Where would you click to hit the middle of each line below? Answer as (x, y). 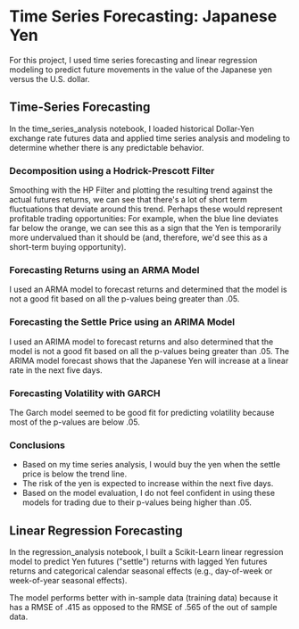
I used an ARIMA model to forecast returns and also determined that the (141, 342)
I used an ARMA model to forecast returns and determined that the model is (148, 290)
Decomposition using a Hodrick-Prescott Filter (112, 170)
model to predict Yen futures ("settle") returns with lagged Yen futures (138, 562)
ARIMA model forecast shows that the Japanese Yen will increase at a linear (149, 360)
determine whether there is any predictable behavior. (107, 147)
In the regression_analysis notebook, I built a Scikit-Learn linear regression (146, 552)
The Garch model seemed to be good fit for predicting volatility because (142, 412)
